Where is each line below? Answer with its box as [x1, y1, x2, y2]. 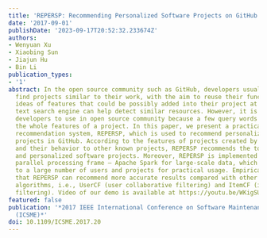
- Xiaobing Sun [8, 48, 59, 56]
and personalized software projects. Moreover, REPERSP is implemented [15, 152, 258, 159]
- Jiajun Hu [8, 56, 48, 64]
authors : [8, 33, 37, 42]
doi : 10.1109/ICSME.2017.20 [8, 218, 102, 226]
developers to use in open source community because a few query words [15, 115, 258, 123]
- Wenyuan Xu [8, 41, 52, 49]
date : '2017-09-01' [8, 19, 73, 27]
